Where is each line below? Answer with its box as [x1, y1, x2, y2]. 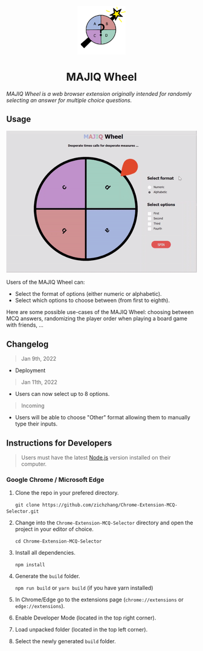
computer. [21, 461, 47, 467]
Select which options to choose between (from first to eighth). [14, 297, 170, 304]
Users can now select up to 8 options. [14, 390, 110, 398]
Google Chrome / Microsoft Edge [6, 475, 105, 484]
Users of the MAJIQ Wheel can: [6, 279, 85, 286]
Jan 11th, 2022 [21, 379, 57, 386]
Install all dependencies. [14, 549, 76, 556]
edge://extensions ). [14, 603, 65, 610]
